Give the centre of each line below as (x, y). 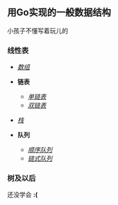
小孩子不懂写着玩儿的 (37, 31)
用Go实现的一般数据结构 (59, 13)
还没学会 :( (23, 195)
